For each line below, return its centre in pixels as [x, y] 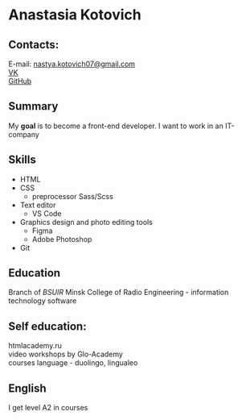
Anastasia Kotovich [75, 15]
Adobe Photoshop [62, 239]
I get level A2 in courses [48, 408]
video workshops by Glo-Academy [66, 354]
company [24, 134]
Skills [22, 160]
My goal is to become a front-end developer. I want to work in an [116, 126]
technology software [43, 301]
